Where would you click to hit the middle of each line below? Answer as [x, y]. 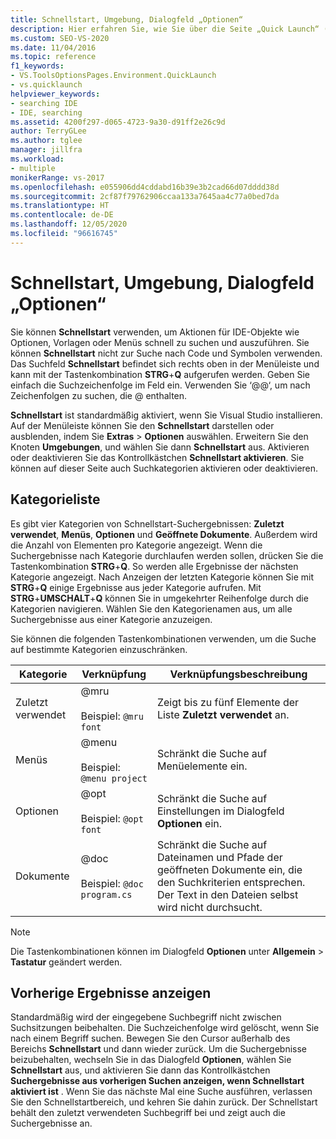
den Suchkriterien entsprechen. [231, 882]
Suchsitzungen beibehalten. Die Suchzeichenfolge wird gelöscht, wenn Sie [165, 1028]
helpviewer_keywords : [55, 94]
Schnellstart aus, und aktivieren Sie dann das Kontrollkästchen [140, 1070]
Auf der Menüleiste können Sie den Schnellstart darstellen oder [142, 425]
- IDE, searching [46, 112]
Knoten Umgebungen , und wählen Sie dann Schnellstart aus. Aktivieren [160, 447]
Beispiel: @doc [112, 883]
